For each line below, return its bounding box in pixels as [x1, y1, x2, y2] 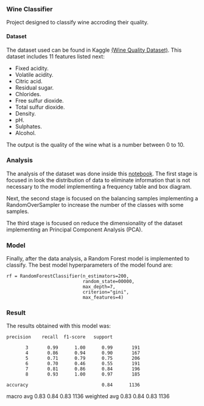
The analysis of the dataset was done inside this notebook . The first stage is [6, 170, 198, 177]
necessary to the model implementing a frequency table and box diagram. [6, 183, 192, 190]
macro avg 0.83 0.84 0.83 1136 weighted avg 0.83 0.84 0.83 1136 [6, 393, 170, 400]
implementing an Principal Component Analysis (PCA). [6, 226, 143, 233]
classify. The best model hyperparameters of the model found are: [6, 261, 173, 269]
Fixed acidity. [15, 65, 49, 72]
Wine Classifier [6, 5, 53, 13]
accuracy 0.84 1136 [6, 382, 140, 388]
